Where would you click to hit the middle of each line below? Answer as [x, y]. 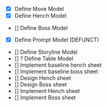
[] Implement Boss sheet [45, 98]
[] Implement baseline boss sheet [56, 72]
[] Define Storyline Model [46, 52]
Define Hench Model [40, 16]
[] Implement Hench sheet [47, 91]
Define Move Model [39, 9]
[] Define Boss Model [41, 28]
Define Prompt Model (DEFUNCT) [57, 40]
